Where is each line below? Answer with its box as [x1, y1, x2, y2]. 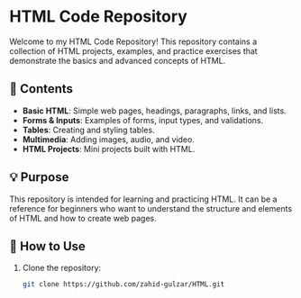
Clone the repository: [22, 263, 102, 274]
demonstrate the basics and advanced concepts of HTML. [9, 55, 226, 66]
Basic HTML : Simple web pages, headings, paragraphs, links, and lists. [22, 105, 287, 116]
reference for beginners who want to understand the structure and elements [9, 203, 293, 213]
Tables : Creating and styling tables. [22, 124, 155, 135]
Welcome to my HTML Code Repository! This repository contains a [9, 36, 258, 47]
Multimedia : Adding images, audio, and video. [22, 133, 196, 145]
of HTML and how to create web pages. [9, 212, 158, 223]
